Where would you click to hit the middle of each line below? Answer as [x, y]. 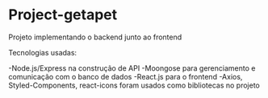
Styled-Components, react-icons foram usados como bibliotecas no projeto [134, 85]
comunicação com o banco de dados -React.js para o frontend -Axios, [126, 76]
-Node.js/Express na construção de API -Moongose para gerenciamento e [132, 68]
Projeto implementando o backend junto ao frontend [95, 37]
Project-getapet [63, 15]
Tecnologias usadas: [43, 52]
